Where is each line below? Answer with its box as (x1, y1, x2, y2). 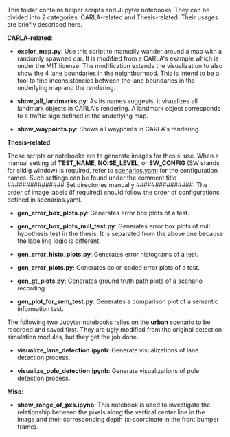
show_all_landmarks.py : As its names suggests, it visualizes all (16, 97, 198, 105)
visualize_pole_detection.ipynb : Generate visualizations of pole (16, 367, 200, 374)
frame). (16, 423, 38, 431)
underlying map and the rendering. (16, 84, 116, 92)
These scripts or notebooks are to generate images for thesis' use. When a (7, 151, 219, 160)
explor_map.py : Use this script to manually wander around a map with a (16, 47, 222, 55)
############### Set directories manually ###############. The (7, 181, 208, 189)
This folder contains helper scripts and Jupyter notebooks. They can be (7, 6, 210, 14)
